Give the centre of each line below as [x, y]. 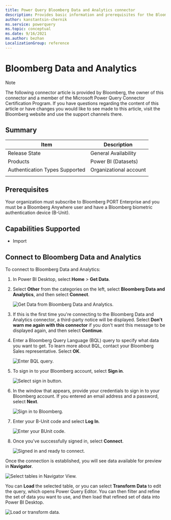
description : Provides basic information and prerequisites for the [79, 15]
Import [20, 241]
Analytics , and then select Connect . [51, 294]
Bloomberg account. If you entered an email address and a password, [85, 396]
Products [19, 161]
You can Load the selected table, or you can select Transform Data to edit [83, 486]
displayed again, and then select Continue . [58, 330]
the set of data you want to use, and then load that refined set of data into [83, 497]
